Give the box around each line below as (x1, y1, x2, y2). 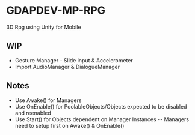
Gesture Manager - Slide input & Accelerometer (14, 56, 134, 64)
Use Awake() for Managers (14, 97, 82, 104)
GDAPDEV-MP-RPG (6, 4, 106, 17)
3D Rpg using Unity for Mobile (6, 23, 81, 31)
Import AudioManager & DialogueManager (14, 63, 120, 70)
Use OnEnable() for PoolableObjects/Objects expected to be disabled (14, 103, 187, 110)
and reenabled (14, 109, 51, 116)
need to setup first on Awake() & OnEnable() (14, 122, 125, 129)
